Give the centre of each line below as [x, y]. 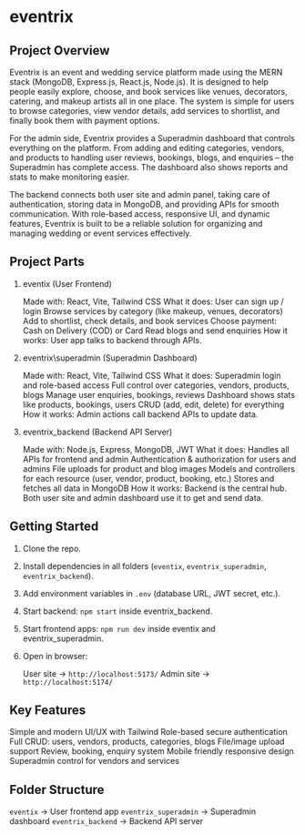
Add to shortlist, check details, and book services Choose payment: [150, 321]
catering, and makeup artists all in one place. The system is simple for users [152, 101]
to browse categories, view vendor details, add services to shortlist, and [145, 111]
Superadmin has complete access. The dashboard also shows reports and [149, 167]
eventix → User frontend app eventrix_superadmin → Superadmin [133, 811]
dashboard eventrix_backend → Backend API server [107, 821]
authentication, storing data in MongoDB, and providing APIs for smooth [144, 204]
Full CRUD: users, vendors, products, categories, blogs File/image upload [147, 742]
